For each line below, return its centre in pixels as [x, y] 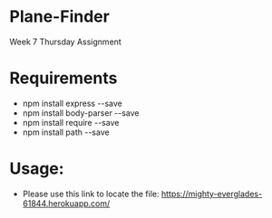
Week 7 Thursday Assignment [66, 42]
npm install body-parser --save [81, 113]
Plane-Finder [60, 17]
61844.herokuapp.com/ [66, 203]
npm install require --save [71, 122]
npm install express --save [72, 103]
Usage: [37, 169]
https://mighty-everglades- [212, 194]
